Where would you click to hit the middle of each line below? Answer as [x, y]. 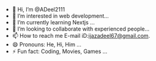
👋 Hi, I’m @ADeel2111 [39, 9]
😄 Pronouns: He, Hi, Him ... [46, 45]
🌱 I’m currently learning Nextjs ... [53, 22]
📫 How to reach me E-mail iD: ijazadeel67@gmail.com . [81, 36]
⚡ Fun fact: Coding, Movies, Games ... [60, 51]
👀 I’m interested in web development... [60, 16]
